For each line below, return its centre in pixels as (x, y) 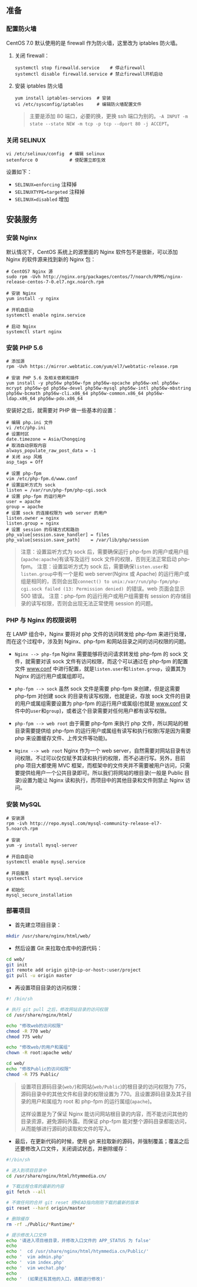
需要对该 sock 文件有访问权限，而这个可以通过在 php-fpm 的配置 (109, 662)
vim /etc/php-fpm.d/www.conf (42, 478)
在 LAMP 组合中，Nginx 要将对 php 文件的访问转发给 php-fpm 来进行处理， (98, 634)
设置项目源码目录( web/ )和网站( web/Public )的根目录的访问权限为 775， (105, 1086)
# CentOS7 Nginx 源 (29, 271)
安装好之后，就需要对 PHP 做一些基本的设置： (62, 410)
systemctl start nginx (34, 332)
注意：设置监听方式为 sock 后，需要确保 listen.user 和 (103, 566)
